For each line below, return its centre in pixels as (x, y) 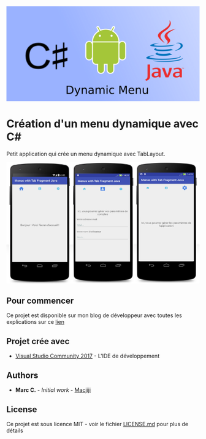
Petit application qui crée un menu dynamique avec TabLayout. (86, 154)
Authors (22, 375)
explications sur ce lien (35, 322)
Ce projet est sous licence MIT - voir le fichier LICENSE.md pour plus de (97, 424)
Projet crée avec (38, 341)
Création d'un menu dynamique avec (103, 124)
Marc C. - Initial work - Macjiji (53, 390)
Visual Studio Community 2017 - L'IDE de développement (87, 356)
